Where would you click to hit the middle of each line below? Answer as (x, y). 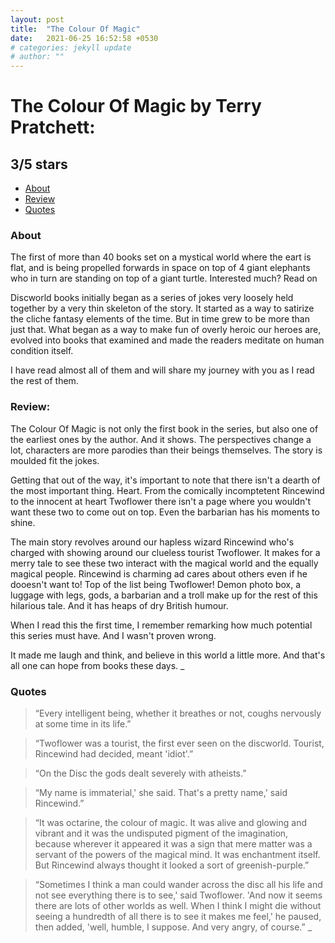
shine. (23, 522)
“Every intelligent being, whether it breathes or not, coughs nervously (178, 713)
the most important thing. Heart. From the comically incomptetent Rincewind (167, 490)
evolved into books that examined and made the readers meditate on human (167, 340)
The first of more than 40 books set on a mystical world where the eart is (161, 257)
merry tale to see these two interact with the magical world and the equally (164, 563)
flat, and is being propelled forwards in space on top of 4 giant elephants (160, 268)
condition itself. (42, 351)
